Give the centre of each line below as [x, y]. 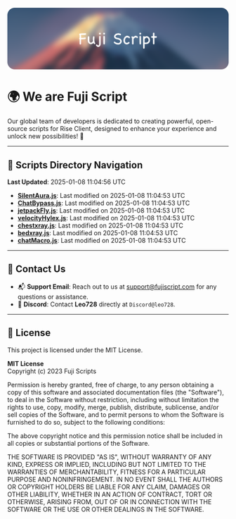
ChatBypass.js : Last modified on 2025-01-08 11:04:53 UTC [104, 203]
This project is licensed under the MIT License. [75, 350]
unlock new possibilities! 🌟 [46, 136]
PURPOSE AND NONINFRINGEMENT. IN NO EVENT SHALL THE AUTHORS [115, 479]
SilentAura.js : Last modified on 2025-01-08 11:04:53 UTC [101, 196]
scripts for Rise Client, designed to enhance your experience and [123, 129]
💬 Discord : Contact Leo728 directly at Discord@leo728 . [96, 304]
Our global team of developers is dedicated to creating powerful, [101, 121]
